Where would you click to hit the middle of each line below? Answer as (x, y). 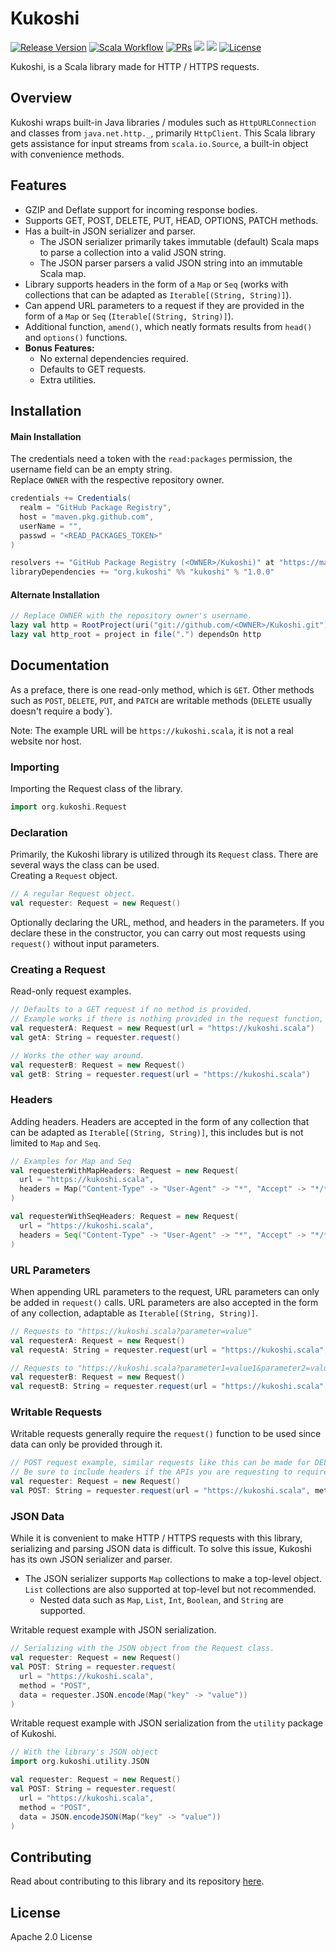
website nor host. (46, 741)
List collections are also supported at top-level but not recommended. (170, 1589)
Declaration (39, 832)
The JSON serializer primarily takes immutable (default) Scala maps (179, 241)
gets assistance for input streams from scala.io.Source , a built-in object (159, 143)
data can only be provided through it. (86, 1444)
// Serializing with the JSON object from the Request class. (142, 1648)
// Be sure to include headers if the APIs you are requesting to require (169, 1472)
